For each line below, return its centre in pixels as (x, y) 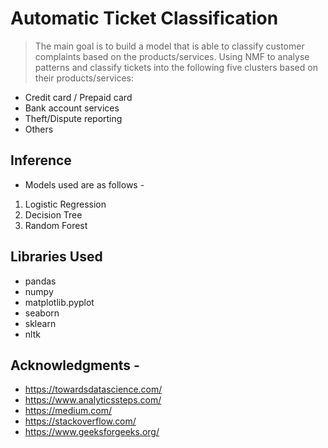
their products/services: (84, 78)
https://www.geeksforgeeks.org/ (92, 432)
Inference (41, 160)
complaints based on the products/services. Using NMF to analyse (172, 56)
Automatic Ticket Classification (144, 18)
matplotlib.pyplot (59, 302)
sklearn (40, 323)
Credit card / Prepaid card (78, 97)
